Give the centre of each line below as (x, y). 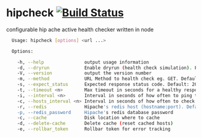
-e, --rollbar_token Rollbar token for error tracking (94, 129)
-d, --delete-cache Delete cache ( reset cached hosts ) (95, 124)
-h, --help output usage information (83, 62)
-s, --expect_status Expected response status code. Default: (103, 85)
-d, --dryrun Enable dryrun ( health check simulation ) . (105, 68)
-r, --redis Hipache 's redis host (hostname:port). (101, 107)
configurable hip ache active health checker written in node (80, 29)
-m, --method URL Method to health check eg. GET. (98, 79)
